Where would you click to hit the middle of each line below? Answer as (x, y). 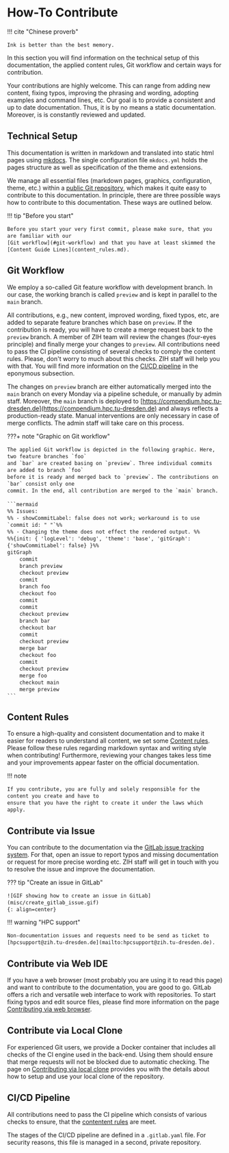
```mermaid (23, 504)
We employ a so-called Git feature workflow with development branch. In (110, 287)
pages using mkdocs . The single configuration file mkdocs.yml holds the (108, 160)
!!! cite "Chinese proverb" (43, 32)
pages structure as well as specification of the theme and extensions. (105, 167)
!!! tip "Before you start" (40, 215)
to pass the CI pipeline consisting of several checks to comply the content (111, 351)
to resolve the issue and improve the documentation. (81, 869)
